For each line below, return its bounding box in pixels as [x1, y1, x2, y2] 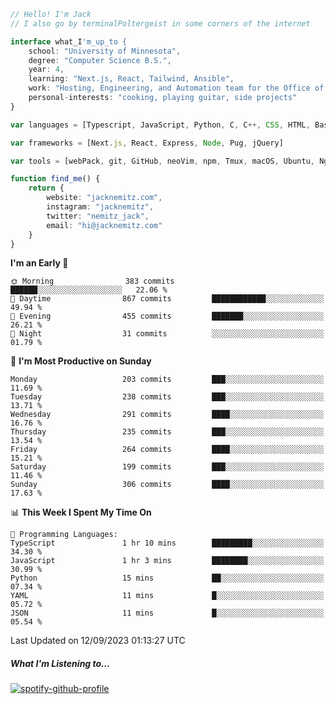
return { [28, 183, 65, 194]
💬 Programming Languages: [10, 530, 118, 540]
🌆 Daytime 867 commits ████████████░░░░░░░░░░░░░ [10, 294, 325, 304]
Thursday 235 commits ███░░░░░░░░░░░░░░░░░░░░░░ [10, 427, 325, 437]
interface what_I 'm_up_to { [10, 36, 128, 47]
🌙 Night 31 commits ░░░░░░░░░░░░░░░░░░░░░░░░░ [10, 329, 325, 339]
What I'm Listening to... [10, 657, 111, 669]
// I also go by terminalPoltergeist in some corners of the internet [10, 18, 311, 29]
